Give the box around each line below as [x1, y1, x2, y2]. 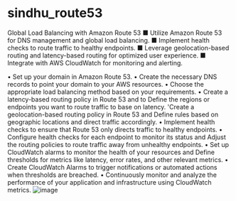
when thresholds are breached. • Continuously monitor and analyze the [7, 170, 217, 179]
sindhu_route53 [7, 5, 103, 21]
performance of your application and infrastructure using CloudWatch [7, 178, 212, 186]
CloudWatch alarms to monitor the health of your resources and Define [7, 148, 215, 156]
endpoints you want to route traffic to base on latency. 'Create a [7, 102, 195, 111]
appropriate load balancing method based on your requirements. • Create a [7, 87, 229, 96]
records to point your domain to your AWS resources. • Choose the [7, 80, 204, 88]
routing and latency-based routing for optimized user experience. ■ [7, 51, 206, 60]
